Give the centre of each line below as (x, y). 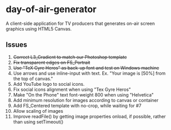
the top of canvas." (33, 78)
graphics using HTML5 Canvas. (39, 28)
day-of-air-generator (51, 9)
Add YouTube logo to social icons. (49, 84)
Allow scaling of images (38, 111)
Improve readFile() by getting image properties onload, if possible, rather (89, 116)
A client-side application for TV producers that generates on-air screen (80, 23)
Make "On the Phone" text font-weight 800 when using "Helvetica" (83, 94)
